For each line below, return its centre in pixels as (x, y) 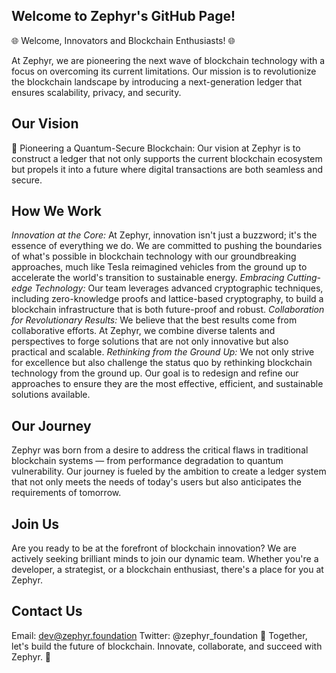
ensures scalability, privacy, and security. (96, 92)
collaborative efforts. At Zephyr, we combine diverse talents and (143, 331)
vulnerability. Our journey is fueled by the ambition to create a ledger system (169, 471)
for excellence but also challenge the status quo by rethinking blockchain (162, 363)
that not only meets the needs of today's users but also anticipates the (156, 482)
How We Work (57, 211)
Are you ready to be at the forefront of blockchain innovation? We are (154, 548)
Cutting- (304, 278)
